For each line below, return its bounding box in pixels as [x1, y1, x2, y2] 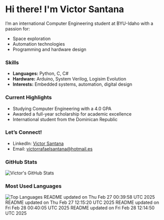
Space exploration [12, 35, 51, 42]
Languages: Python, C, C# [12, 70, 69, 77]
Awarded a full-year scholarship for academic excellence [12, 111, 132, 117]
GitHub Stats [5, 158, 37, 165]
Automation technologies [12, 41, 65, 47]
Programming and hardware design [12, 46, 87, 52]
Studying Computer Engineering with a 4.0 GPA [12, 105, 112, 112]
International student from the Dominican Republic [12, 116, 118, 122]
